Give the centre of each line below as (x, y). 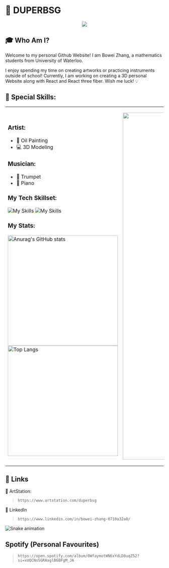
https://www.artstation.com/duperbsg (57, 501)
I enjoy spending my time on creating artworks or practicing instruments (80, 70)
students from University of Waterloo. (44, 61)
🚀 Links (17, 479)
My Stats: (21, 226)
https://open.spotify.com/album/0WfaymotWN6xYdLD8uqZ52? (78, 556)
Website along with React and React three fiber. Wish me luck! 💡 (72, 81)
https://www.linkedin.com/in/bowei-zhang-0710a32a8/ (74, 519)
